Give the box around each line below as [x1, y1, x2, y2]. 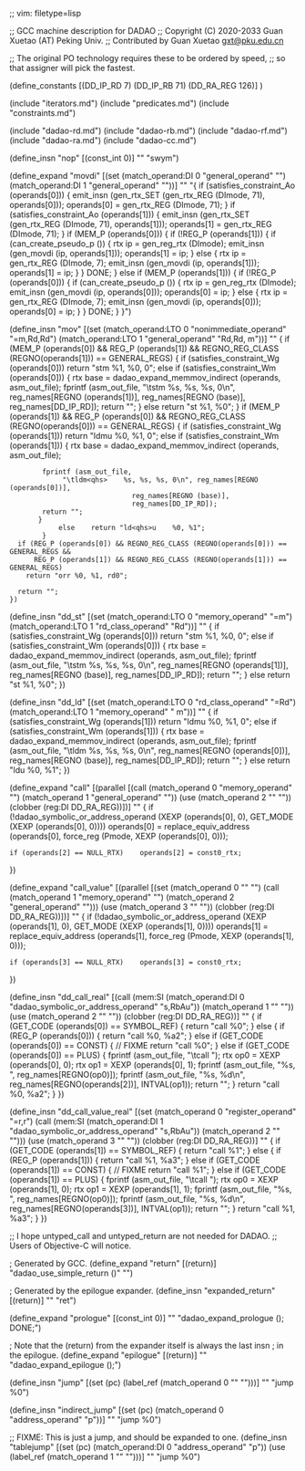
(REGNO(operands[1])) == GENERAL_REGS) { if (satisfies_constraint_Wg [9, 353, 280, 363]
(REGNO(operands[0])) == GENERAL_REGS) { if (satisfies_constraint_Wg [9, 421, 282, 432]
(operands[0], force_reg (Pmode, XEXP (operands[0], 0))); [9, 830, 229, 841]
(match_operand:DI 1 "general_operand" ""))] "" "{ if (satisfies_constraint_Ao [9, 180, 296, 191]
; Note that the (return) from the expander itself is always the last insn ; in [9, 1341, 284, 1351]
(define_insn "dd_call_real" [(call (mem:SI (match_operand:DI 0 [9, 992, 245, 1002]
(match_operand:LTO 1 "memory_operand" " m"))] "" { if [9, 706, 219, 717]
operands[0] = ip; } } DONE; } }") [9, 306, 132, 317]
